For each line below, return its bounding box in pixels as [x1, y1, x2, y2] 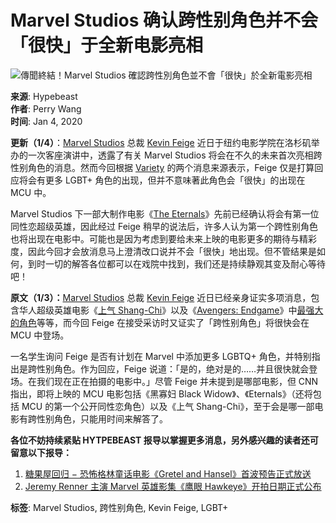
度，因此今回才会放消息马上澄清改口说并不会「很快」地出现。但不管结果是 [10, 245, 317, 257]
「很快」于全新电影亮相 [10, 34, 204, 57]
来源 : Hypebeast [10, 90, 78, 102]
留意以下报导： [10, 446, 72, 458]
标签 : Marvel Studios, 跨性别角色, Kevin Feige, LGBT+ [10, 501, 229, 513]
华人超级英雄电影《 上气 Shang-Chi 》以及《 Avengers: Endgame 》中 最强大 [18, 304, 324, 316]
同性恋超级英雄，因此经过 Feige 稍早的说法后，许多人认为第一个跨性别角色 [10, 220, 318, 232]
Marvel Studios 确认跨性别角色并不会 [10, 9, 319, 32]
